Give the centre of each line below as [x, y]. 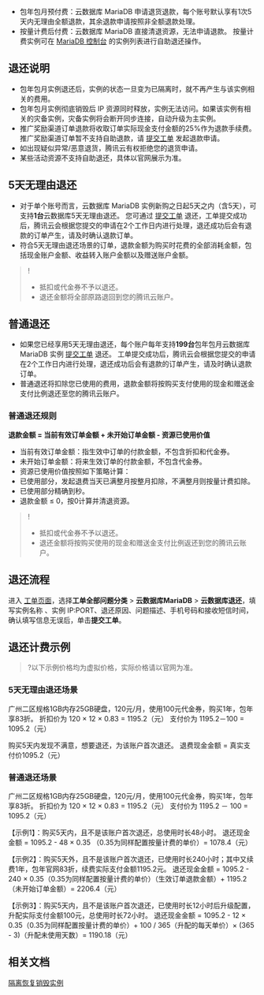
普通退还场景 [33, 777]
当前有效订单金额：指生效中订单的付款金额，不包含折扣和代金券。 [126, 451]
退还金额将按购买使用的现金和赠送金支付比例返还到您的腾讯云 [139, 542]
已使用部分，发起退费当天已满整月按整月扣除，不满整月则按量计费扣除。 [137, 481]
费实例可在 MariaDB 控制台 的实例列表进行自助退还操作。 [113, 41]
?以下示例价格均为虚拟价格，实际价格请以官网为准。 [112, 668]
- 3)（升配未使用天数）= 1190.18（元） [70, 935]
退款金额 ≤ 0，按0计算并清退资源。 [76, 501]
